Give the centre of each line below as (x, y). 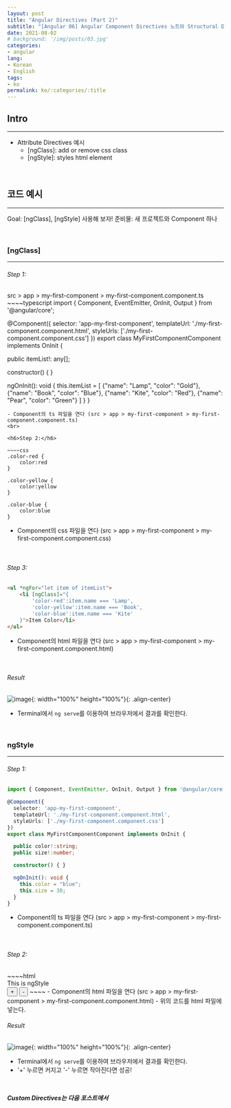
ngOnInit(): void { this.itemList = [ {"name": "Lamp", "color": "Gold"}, (104, 386)
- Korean (20, 65)
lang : (15, 59)
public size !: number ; (44, 853)
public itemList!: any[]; (38, 359)
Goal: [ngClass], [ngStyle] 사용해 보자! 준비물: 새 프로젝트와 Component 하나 (112, 219)
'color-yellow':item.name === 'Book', (87, 608)
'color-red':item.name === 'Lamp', (83, 601)
